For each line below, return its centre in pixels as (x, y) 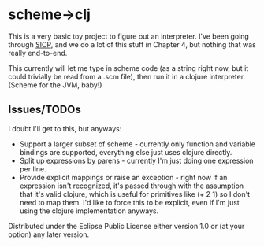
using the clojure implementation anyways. (89, 211)
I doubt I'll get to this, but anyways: (65, 128)
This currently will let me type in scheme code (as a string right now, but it (128, 68)
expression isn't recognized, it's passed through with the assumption (132, 186)
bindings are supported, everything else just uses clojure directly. (126, 152)
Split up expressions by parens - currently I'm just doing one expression (136, 160)
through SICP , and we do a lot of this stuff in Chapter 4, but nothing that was (132, 44)
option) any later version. (48, 234)
